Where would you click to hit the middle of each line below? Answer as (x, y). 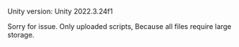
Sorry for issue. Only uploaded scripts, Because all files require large (119, 26)
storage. (21, 35)
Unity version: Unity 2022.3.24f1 (60, 11)
